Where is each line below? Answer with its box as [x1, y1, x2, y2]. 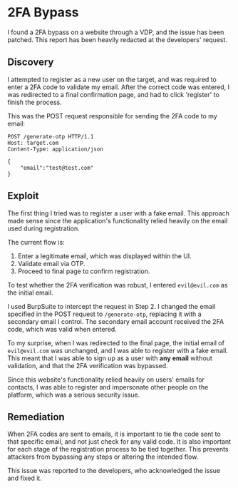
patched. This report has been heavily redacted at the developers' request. [7, 35, 228, 44]
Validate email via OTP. [17, 259, 86, 268]
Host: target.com [7, 139, 59, 146]
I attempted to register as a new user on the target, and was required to [7, 75, 217, 83]
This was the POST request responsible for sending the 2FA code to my [7, 111, 217, 120]
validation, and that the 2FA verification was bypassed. [7, 361, 169, 370]
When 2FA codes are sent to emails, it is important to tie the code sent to [7, 429, 221, 439]
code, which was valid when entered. [7, 325, 117, 333]
